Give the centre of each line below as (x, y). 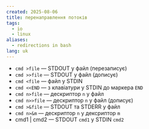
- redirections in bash (41, 46)
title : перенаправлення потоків (47, 17)
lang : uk (17, 51)
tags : (13, 23)
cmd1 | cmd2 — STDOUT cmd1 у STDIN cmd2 (69, 119)
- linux (21, 34)
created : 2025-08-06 (32, 12)
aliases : (17, 40)
